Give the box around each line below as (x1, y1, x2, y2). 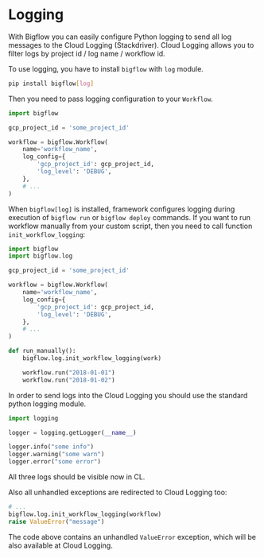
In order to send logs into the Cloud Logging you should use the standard (8, 390, 248, 400)
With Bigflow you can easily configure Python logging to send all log (8, 32, 232, 41)
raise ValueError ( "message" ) (8, 517, 105, 525)
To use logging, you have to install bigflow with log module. (8, 64, 204, 73)
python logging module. (8, 399, 87, 409)
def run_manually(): (8, 347, 77, 355)
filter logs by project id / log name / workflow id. (8, 48, 165, 58)
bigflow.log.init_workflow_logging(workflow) (8, 510, 161, 518)
